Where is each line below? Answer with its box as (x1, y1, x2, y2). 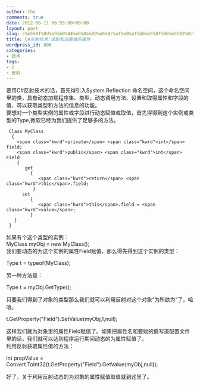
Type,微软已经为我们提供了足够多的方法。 (16, 117, 119, 124)
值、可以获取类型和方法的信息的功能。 (6, 102, 100, 109)
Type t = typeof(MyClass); (6, 260, 71, 267)
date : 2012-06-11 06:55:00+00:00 (6, 20, 89, 26)
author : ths (6, 8, 36, 15)
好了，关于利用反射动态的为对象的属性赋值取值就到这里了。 (6, 373, 152, 381)
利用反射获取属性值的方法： (6, 342, 74, 350)
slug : (6, 31, 20, 37)
